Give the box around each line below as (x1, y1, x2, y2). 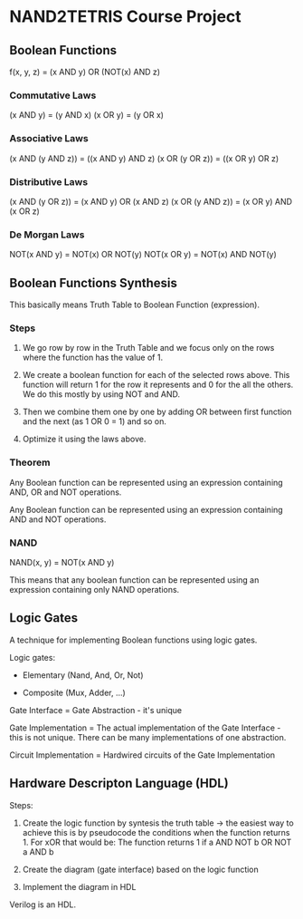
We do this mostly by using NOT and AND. (22, 389, 181, 400)
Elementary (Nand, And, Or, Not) (22, 669, 144, 681)
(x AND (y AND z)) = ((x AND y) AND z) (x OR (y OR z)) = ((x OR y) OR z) (9, 152, 279, 164)
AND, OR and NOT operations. (9, 487, 122, 498)
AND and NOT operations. (9, 514, 107, 525)
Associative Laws (9, 132, 89, 145)
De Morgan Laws (9, 228, 85, 241)
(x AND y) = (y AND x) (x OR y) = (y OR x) (9, 110, 165, 121)
